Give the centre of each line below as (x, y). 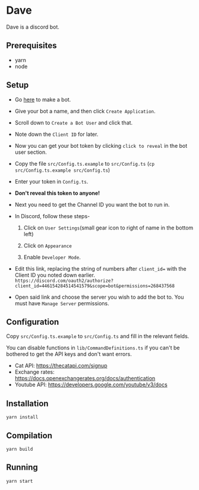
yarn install (22, 417)
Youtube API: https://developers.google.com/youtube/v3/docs (91, 384)
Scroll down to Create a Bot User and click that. (74, 122)
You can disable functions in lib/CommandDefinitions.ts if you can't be (93, 348)
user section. (31, 152)
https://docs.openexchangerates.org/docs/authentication (85, 379)
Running (22, 468)
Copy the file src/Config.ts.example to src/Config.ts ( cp (85, 163)
